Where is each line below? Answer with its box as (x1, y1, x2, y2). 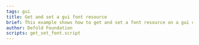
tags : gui (6, 8, 31, 15)
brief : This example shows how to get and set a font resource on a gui (6, 19, 190, 25)
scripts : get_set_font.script (6, 30, 81, 36)
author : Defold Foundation (6, 25, 73, 31)
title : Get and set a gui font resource (6, 14, 108, 20)
